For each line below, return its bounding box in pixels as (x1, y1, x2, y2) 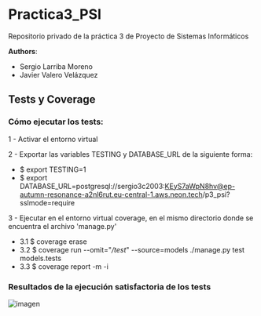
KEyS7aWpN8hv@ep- (164, 181, 236, 191)
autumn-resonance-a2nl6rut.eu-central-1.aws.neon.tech (19, 190, 203, 199)
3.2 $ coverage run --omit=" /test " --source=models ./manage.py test (19, 245, 245, 254)
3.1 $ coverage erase (19, 237, 88, 246)
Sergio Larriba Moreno (19, 61, 93, 71)
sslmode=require (19, 198, 75, 207)
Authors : (8, 46, 38, 56)
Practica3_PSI (8, 5, 102, 24)
